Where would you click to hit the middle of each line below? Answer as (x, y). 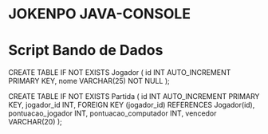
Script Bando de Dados (86, 51)
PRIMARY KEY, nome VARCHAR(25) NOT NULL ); (89, 81)
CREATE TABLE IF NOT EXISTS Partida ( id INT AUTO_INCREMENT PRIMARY (134, 97)
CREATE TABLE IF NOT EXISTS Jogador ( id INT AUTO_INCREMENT (120, 73)
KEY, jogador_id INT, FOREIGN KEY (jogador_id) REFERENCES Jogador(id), (132, 105)
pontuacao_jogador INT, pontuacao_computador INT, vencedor (112, 113)
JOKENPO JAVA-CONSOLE (100, 14)
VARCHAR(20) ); (35, 122)
